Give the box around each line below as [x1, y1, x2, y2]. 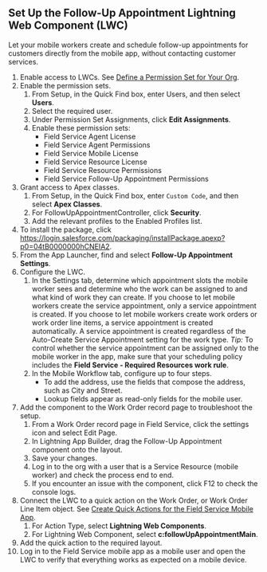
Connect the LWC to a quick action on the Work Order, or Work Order [19, 496, 249, 505]
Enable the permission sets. [19, 80, 112, 90]
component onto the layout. [31, 445, 123, 454]
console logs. [31, 487, 77, 496]
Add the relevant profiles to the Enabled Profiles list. [31, 216, 203, 225]
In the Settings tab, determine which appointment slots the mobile [31, 275, 249, 285]
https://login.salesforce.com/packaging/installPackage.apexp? [19, 233, 226, 242]
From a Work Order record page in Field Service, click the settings [31, 419, 249, 429]
